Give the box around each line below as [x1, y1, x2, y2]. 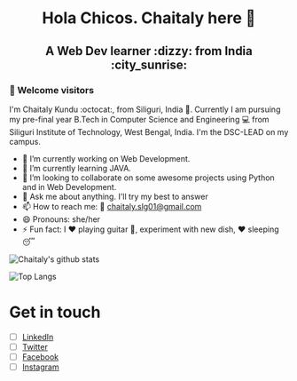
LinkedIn [21, 331, 54, 342]
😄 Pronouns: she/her [21, 213, 100, 225]
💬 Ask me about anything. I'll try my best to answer [21, 191, 208, 202]
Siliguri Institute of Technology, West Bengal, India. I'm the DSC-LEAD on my [9, 126, 289, 137]
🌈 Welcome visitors [9, 83, 95, 96]
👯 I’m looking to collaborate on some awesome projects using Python [21, 172, 275, 183]
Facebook [21, 351, 59, 362]
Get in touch [9, 302, 101, 322]
